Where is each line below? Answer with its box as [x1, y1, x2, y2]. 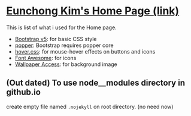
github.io [6, 87, 41, 98]
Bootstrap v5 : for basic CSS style [14, 35, 97, 42]
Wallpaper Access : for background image [14, 61, 118, 68]
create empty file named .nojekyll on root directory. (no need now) [6, 103, 174, 110]
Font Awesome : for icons [14, 54, 77, 61]
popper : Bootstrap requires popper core [14, 42, 114, 49]
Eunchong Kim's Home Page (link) [6, 4, 180, 18]
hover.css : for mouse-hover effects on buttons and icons [14, 48, 156, 55]
